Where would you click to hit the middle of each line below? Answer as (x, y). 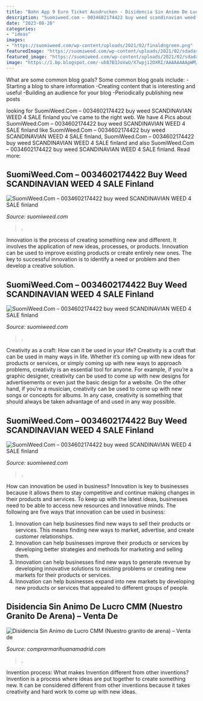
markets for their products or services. (63, 575)
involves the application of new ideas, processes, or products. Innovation (97, 247)
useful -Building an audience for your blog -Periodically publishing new (95, 92)
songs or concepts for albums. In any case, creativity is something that (95, 395)
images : (16, 40)
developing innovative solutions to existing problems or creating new (101, 568)
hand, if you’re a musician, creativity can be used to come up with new (94, 389)
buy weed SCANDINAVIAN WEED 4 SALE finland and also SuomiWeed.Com (100, 143)
